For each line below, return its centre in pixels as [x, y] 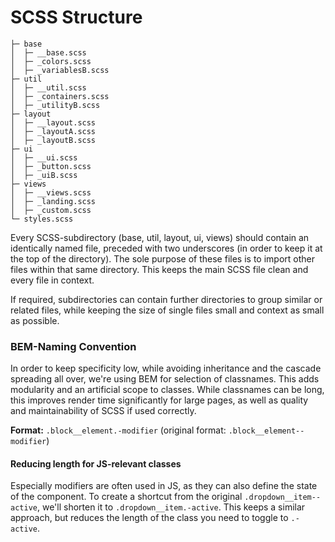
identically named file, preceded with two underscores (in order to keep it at [166, 248]
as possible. [35, 320]
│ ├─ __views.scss [51, 192]
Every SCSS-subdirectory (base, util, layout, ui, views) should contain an [160, 237]
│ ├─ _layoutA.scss [53, 131]
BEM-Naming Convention [73, 346]
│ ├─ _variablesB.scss [60, 70]
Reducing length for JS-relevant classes [96, 463]
